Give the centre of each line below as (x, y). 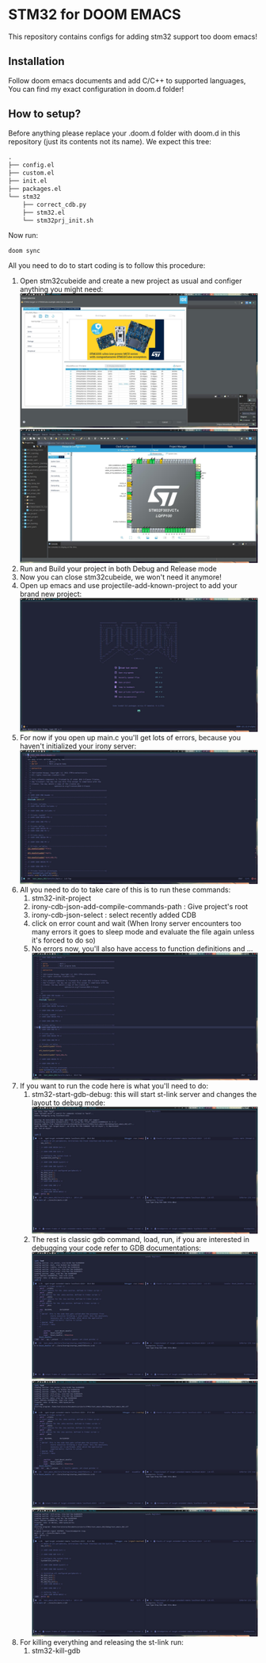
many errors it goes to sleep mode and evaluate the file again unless (143, 931)
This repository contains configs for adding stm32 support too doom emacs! (133, 36)
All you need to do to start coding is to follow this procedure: (107, 266)
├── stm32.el (44, 212)
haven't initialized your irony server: (78, 746)
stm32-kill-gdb (56, 1651)
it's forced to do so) (64, 940)
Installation (36, 61)
